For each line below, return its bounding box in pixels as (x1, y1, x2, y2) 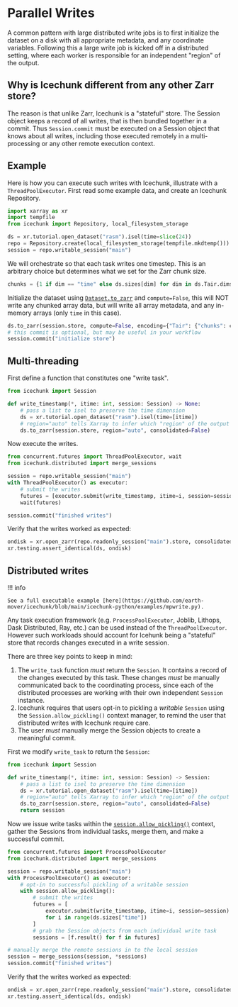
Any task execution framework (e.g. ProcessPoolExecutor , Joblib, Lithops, (7, 616, 222, 624)
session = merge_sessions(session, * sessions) (7, 953, 147, 960)
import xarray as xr (7, 207, 69, 214)
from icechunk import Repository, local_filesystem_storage (7, 221, 189, 228)
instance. (17, 696, 45, 704)
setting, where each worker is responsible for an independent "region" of (7, 51, 221, 60)
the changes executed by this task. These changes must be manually (17, 673, 220, 681)
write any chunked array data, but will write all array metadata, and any (7, 301, 215, 309)
